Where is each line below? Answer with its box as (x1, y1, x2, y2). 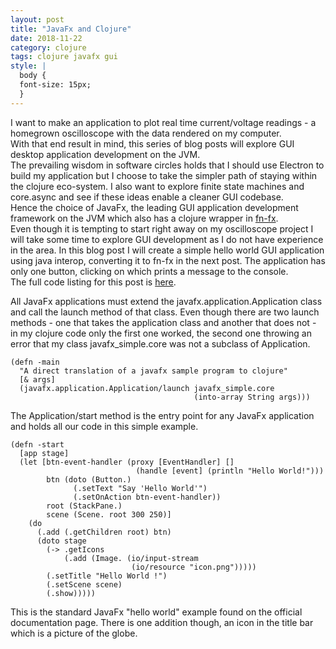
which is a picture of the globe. (10, 627, 138, 639)
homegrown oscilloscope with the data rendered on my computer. (10, 127, 282, 139)
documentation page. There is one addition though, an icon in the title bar (10, 616, 314, 628)
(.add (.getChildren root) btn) (36, 527, 172, 537)
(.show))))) (46, 588, 97, 598)
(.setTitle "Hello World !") (46, 571, 168, 581)
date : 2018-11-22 (10, 33, 83, 43)
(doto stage (36, 536, 87, 546)
